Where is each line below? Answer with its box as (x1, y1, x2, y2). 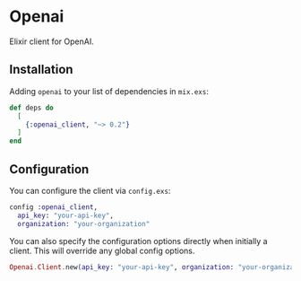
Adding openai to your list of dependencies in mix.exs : (9, 85, 209, 96)
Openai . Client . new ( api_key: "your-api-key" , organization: (9, 262, 235, 271)
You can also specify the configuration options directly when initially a (9, 235, 268, 246)
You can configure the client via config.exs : (9, 185, 171, 196)
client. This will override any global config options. (9, 245, 195, 256)
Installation (9, 62, 73, 77)
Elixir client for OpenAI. (9, 36, 94, 47)
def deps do (9, 103, 54, 112)
